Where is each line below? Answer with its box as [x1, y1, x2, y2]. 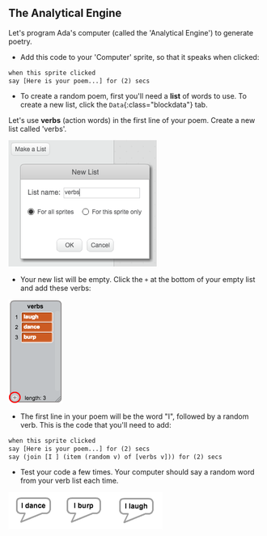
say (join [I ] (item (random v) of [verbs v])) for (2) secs [8, 453, 222, 461]
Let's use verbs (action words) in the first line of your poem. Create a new [8, 115, 256, 125]
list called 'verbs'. [8, 124, 67, 133]
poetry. [8, 36, 32, 46]
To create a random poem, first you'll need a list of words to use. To [19, 91, 247, 100]
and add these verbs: [19, 283, 91, 293]
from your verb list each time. [19, 475, 119, 485]
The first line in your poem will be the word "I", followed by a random [19, 411, 249, 421]
